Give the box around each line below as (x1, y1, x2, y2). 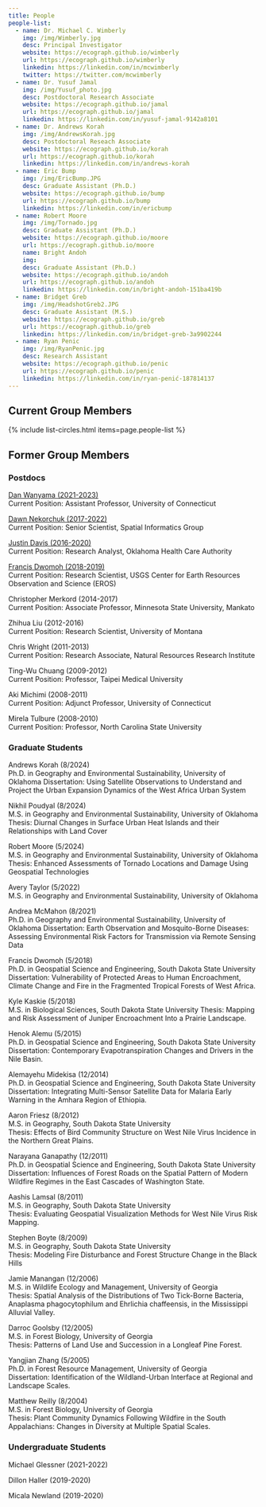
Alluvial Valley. (8, 1308, 56, 1317)
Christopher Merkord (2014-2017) (8, 594, 118, 604)
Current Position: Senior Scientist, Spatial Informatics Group (8, 523, 204, 532)
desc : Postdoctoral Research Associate (22, 93, 155, 101)
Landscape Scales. (8, 1381, 71, 1391)
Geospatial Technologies (8, 867, 90, 877)
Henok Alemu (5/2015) (8, 1029, 82, 1039)
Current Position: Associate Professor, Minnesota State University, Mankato (8, 603, 256, 612)
